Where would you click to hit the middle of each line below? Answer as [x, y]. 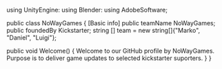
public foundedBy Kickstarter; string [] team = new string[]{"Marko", [103, 30]
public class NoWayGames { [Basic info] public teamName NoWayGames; [111, 23]
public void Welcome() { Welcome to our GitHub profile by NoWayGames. [111, 51]
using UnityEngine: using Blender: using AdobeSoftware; [87, 10]
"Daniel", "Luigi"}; [31, 38]
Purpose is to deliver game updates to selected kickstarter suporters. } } [109, 58]
